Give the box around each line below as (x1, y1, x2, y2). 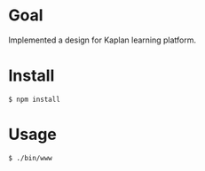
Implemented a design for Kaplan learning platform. (8, 35, 197, 45)
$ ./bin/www (8, 153, 52, 162)
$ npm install (8, 95, 61, 104)
